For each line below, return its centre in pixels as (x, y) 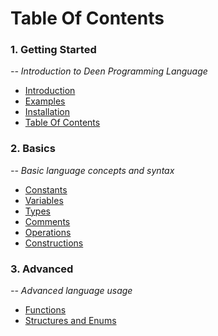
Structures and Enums (70, 321)
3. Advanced (42, 269)
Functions (45, 310)
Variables (44, 200)
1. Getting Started (53, 50)
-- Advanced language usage (71, 291)
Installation (47, 112)
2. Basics (33, 149)
